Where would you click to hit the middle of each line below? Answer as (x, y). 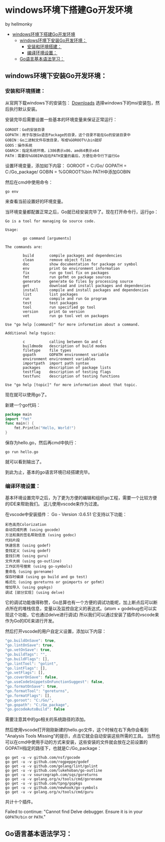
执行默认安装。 (24, 109)
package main (18, 414)
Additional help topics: (31, 333)
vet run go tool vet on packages (66, 316)
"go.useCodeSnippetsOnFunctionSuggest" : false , (55, 682)
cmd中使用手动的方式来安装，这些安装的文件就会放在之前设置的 (83, 742)
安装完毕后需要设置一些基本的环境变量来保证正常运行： (61, 119)
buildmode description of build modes (65, 346)
